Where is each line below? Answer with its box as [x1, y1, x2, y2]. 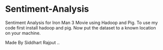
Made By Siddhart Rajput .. [5, 39, 60, 45]
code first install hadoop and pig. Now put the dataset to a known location [5, 25, 156, 30]
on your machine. [5, 30, 41, 36]
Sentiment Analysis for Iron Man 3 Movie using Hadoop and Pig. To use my [5, 20, 158, 25]
